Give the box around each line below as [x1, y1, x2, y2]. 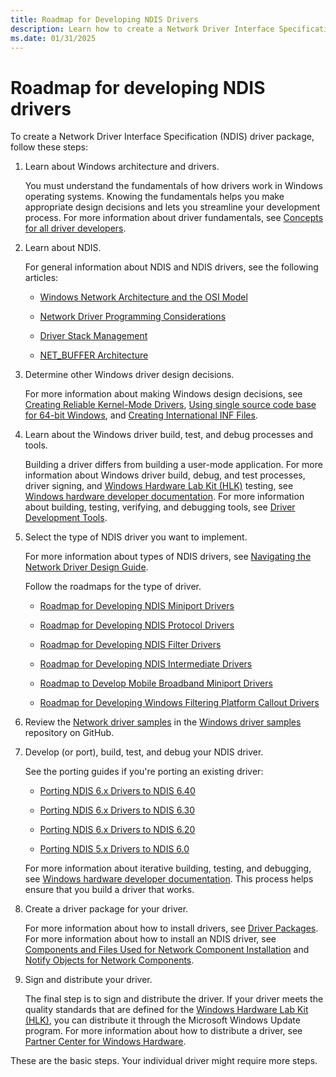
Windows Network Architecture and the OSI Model [39, 291, 248, 303]
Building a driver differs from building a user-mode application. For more [24, 459, 323, 471]
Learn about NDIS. [24, 242, 102, 254]
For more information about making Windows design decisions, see [24, 388, 303, 400]
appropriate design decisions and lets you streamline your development [24, 201, 321, 213]
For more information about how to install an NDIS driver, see [24, 933, 277, 945]
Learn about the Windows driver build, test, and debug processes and [24, 429, 314, 441]
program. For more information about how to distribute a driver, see [24, 1025, 303, 1037]
